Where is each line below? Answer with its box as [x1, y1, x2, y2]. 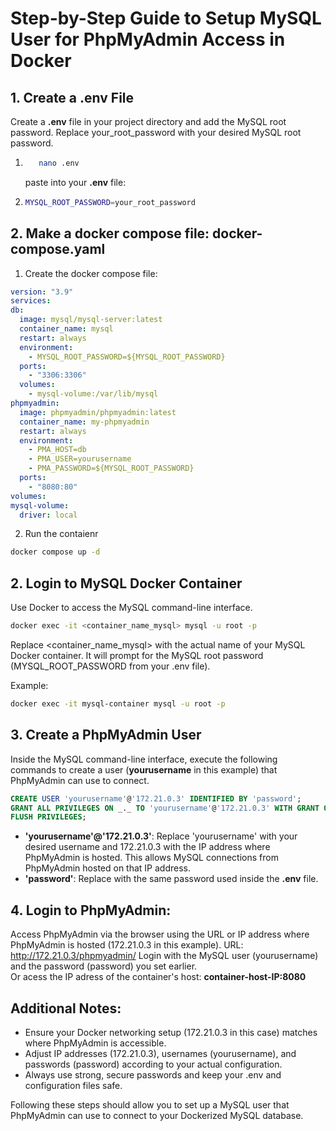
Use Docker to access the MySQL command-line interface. [10, 602, 253, 614]
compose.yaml [10, 241, 106, 258]
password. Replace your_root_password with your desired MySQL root [10, 127, 302, 138]
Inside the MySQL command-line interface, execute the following [10, 753, 278, 765]
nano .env [38, 158, 80, 168]
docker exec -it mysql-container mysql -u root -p [10, 699, 226, 709]
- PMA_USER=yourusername [28, 454, 132, 464]
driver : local [19, 510, 78, 520]
